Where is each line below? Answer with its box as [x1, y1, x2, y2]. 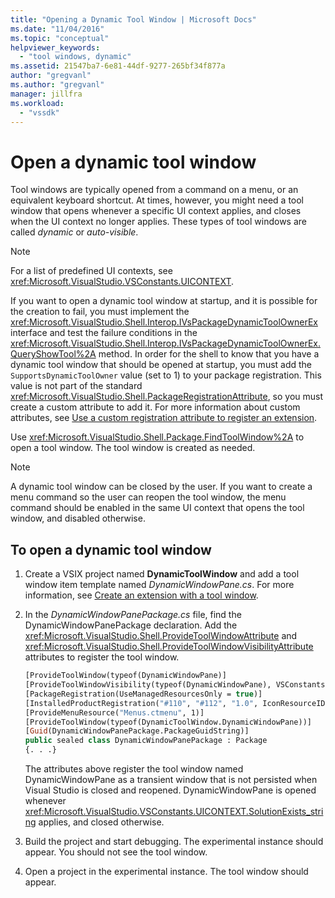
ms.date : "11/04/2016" [10, 24, 105, 34]
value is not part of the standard [10, 380, 143, 392]
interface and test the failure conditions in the [10, 327, 198, 339]
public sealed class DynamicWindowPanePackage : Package [24, 736, 268, 746]
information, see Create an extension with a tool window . [24, 589, 259, 601]
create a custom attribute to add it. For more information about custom [10, 401, 301, 413]
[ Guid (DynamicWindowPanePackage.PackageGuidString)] [24, 726, 250, 736]
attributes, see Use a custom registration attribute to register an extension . [10, 412, 318, 424]
